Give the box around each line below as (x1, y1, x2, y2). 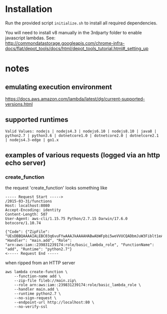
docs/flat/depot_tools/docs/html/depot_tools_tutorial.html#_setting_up (5, 45, 149, 51)
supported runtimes (5, 115, 69, 124)
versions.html (5, 101, 33, 107)
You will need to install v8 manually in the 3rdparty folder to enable (5, 29, 142, 35)
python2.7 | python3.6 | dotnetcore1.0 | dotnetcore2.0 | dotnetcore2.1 (5, 133, 159, 138)
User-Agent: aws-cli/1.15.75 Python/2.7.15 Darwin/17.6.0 (5, 216, 128, 221)
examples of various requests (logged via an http (5, 151, 161, 160)
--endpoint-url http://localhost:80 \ (14, 300, 94, 305)
